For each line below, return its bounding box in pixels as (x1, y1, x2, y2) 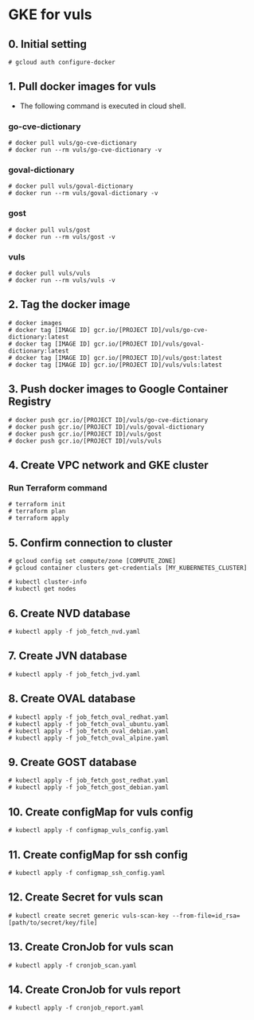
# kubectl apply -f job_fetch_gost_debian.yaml (8, 784, 170, 791)
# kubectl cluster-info (8, 578, 88, 586)
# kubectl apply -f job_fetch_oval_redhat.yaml (8, 713, 170, 721)
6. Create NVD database (8, 607, 131, 620)
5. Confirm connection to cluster (8, 536, 173, 549)
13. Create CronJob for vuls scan (8, 940, 174, 954)
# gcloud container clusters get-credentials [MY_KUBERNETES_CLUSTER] (8, 564, 248, 573)
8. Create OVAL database (8, 692, 136, 705)
